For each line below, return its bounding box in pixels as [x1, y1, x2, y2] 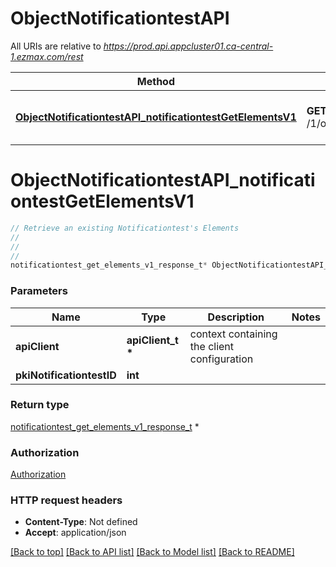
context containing [189, 327, 278, 341]
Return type [10, 398, 70, 412]
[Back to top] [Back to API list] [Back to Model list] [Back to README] [10, 546, 295, 558]
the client [189, 339, 235, 353]
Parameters [10, 284, 68, 298]
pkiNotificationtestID [15, 368, 117, 382]
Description [207, 310, 265, 324]
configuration [189, 352, 254, 366]
